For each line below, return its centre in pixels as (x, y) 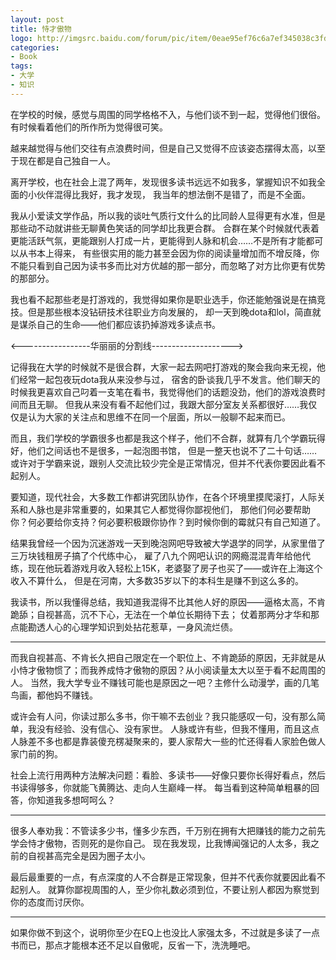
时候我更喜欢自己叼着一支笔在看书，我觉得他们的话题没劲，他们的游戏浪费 (163, 392)
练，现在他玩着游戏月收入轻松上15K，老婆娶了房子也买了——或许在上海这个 (166, 568)
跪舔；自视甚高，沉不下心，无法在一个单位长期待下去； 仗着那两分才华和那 (165, 614)
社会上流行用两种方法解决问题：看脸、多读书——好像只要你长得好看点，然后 (168, 775)
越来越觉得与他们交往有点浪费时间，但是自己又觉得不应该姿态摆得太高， (159, 148)
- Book (24, 57)
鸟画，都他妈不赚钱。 (54, 695)
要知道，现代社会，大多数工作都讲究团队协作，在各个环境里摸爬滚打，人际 (163, 497)
